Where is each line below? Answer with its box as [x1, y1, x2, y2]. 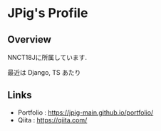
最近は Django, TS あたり [7, 68, 81, 76]
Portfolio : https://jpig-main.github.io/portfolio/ [17, 108, 154, 117]
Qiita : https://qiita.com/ [17, 115, 88, 124]
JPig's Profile [7, 5, 88, 21]
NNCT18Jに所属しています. [7, 53, 88, 61]
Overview [7, 33, 52, 46]
